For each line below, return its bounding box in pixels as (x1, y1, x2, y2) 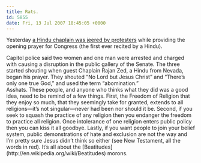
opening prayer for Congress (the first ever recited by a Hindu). (6, 43, 163, 50)
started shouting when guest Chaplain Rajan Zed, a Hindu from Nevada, (6, 67, 184, 74)
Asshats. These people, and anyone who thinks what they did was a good (6, 86, 188, 93)
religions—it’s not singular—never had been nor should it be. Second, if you (6, 105, 193, 113)
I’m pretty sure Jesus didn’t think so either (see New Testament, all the (6, 137, 181, 144)
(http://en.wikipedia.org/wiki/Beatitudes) (6, 150, 106, 157)
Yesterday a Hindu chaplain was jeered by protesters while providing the (6, 37, 185, 44)
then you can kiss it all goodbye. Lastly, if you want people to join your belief (6, 124, 195, 132)
